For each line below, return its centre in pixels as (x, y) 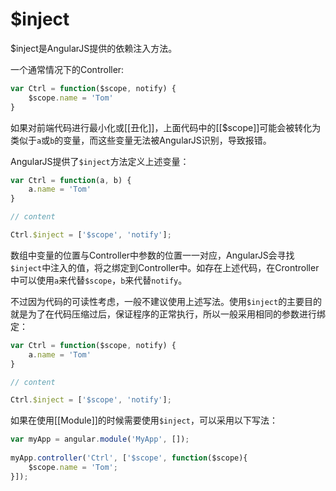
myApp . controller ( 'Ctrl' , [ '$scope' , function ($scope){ (129, 458)
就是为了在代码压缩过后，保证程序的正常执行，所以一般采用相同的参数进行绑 (168, 314)
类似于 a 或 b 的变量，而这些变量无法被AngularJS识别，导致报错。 (141, 140)
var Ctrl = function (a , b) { (71, 180)
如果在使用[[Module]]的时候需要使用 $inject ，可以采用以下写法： (144, 420)
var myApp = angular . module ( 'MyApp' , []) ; (100, 439)
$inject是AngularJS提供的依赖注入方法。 (94, 48)
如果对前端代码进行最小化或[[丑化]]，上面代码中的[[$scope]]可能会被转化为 (166, 127)
